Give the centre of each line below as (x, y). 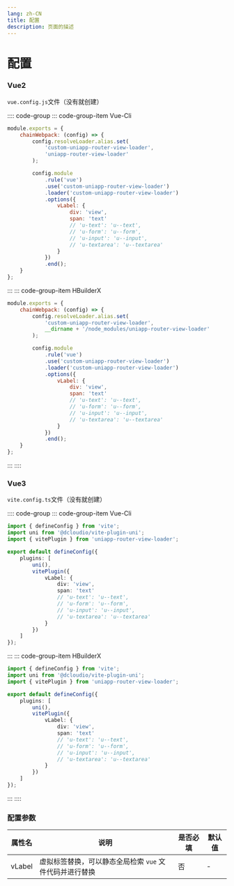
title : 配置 (23, 20)
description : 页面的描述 (41, 27)
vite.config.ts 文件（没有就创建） (57, 500)
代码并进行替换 (71, 872)
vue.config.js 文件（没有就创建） (55, 101)
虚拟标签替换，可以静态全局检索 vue (98, 862)
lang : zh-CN (24, 14)
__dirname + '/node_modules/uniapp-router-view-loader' (127, 329)
